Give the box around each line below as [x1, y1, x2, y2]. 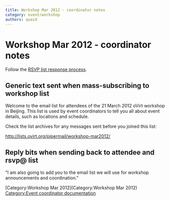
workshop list [5, 89, 50, 98]
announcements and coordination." [5, 175, 79, 181]
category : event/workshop [5, 12, 60, 17]
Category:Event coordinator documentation [5, 190, 96, 196]
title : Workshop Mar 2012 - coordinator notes [5, 7, 106, 13]
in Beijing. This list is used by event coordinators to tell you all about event [5, 108, 160, 114]
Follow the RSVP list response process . [5, 67, 87, 73]
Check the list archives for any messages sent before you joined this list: [5, 123, 157, 130]
